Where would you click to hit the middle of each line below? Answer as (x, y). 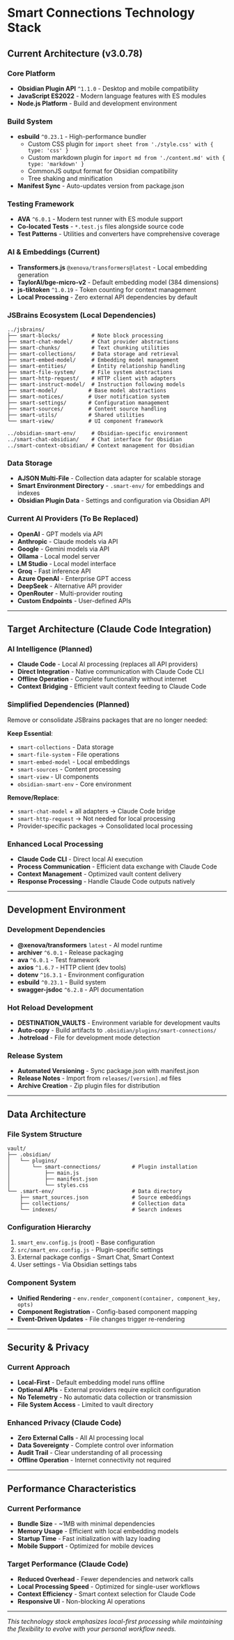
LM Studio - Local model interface (67, 563)
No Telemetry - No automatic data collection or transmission (105, 1397)
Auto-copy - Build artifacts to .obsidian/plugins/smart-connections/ (117, 1030)
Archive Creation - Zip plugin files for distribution (88, 1086)
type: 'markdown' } (56, 164)
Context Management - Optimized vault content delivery (99, 873)
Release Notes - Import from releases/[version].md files (99, 1078)
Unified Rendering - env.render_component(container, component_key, (119, 1298)
